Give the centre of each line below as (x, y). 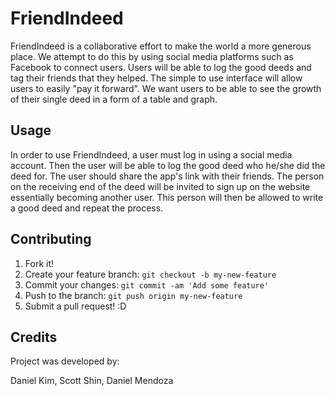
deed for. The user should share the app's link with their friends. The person (167, 176)
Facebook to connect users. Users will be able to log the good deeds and (161, 67)
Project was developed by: (65, 361)
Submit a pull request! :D (75, 306)
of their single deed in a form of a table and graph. (114, 99)
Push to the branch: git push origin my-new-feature (133, 295)
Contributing (51, 239)
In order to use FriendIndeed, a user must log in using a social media (151, 154)
